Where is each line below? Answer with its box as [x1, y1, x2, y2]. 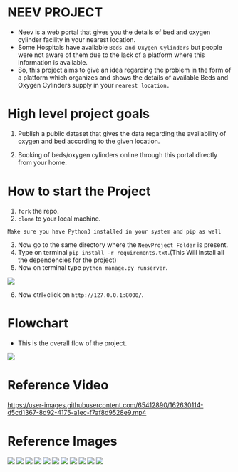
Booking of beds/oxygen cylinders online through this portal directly [17, 150, 218, 159]
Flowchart [7, 315, 69, 331]
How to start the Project [7, 183, 151, 199]
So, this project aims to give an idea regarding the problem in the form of [17, 65, 232, 74]
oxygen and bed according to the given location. [17, 137, 160, 145]
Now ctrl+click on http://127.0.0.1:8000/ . [17, 290, 144, 299]
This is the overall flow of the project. [17, 339, 127, 347]
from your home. [17, 158, 68, 167]
